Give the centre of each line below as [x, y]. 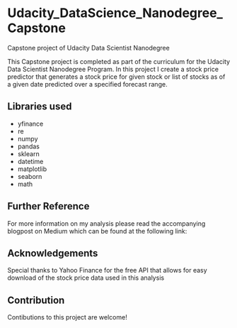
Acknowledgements [53, 253]
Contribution [36, 300]
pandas [29, 146]
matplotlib [32, 169]
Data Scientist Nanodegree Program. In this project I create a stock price [113, 69]
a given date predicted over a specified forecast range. [87, 84]
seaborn [30, 176]
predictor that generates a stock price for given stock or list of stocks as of [116, 77]
